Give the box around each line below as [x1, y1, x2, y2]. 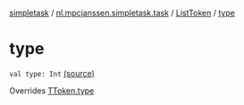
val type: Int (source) [9, 68, 96, 78]
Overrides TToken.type [9, 85, 95, 96]
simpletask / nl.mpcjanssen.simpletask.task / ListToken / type [9, 8, 235, 18]
